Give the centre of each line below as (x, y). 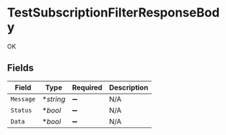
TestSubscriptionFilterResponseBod (113, 13)
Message (23, 99)
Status (21, 110)
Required (87, 87)
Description (129, 87)
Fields (21, 68)
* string (54, 99)
